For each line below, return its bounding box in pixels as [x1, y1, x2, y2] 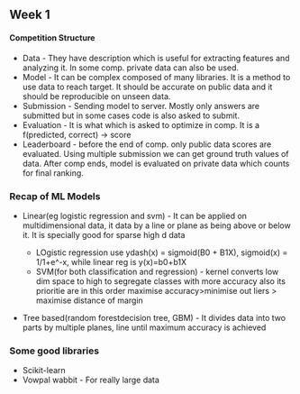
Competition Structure [9, 32, 95, 43]
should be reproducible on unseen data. [22, 90, 171, 102]
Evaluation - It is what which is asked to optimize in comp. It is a [22, 119, 259, 130]
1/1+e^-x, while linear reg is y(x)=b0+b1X [35, 256, 187, 267]
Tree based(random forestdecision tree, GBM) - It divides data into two [22, 312, 286, 323]
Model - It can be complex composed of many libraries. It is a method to [22, 71, 291, 82]
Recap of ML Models [9, 189, 101, 202]
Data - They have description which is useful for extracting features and [22, 52, 290, 63]
